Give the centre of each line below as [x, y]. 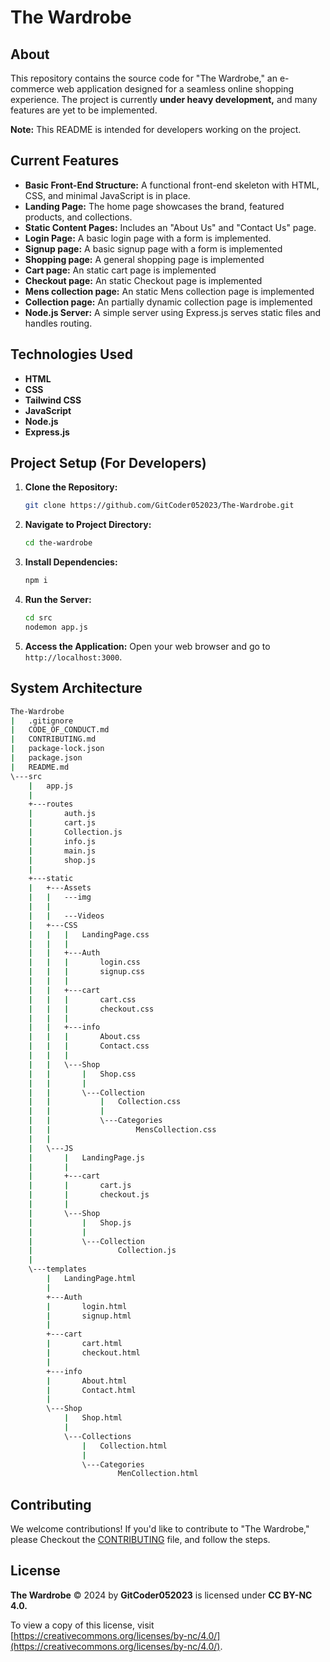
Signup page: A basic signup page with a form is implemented [153, 248]
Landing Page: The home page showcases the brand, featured [154, 206]
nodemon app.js [56, 627]
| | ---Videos [66, 916]
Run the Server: [58, 600]
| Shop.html [93, 1418]
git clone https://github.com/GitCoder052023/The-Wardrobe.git [159, 506]
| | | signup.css [86, 972]
